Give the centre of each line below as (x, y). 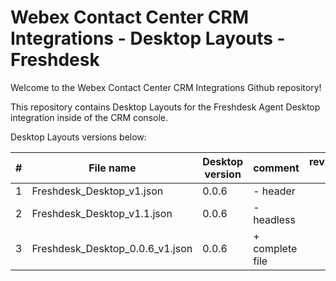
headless (274, 219)
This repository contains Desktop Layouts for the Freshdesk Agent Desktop (165, 107)
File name (112, 168)
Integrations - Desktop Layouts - (148, 38)
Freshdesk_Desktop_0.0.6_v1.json (112, 248)
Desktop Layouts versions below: (78, 137)
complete (275, 248)
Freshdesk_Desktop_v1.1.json (102, 213)
